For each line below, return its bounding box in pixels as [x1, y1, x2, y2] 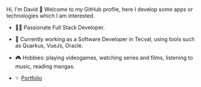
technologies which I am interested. [6, 12, 95, 19]
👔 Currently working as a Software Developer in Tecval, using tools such [14, 36, 195, 42]
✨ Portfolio [14, 74, 42, 82]
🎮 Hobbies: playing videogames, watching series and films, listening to [14, 54, 193, 61]
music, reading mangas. [14, 63, 75, 69]
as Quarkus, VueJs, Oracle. [14, 42, 83, 49]
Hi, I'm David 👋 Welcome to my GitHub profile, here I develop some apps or [6, 6, 193, 13]
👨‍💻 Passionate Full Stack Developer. [14, 24, 105, 31]
